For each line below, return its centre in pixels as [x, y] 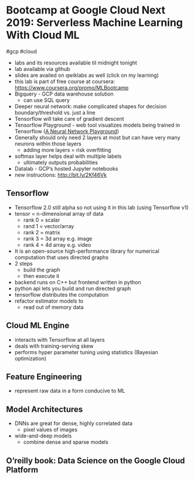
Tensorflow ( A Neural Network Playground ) [67, 131]
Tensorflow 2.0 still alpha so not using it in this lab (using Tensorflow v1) [101, 207]
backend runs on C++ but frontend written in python [78, 282]
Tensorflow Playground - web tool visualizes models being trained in [97, 125]
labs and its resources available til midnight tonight [76, 63]
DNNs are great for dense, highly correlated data [74, 423]
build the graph [42, 270]
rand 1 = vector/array [49, 226]
